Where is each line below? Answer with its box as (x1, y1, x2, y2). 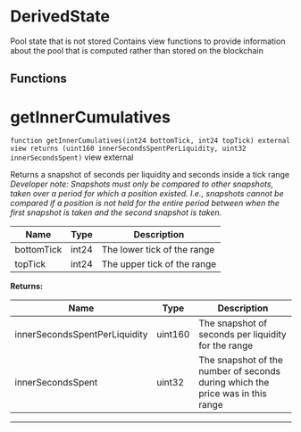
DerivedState (10, 6, 111, 27)
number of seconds (198, 365, 280, 378)
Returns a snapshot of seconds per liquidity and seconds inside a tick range (10, 170, 290, 180)
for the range (198, 339, 254, 352)
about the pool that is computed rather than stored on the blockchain (10, 45, 264, 55)
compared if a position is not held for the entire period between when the (10, 198, 280, 209)
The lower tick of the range (101, 244, 215, 256)
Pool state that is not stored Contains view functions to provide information (10, 36, 286, 46)
